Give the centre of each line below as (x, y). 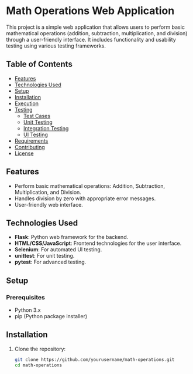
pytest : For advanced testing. (50, 262)
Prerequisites (25, 297)
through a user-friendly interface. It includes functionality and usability (91, 39)
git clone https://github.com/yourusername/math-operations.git (94, 359)
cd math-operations (38, 365)
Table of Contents (39, 64)
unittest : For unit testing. (44, 256)
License (24, 153)
